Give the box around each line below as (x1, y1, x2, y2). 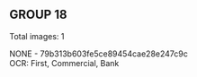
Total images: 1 (9, 30, 65, 41)
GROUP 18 (9, 7, 67, 22)
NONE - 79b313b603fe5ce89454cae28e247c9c (9, 48, 189, 59)
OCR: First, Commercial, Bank (9, 57, 120, 68)
